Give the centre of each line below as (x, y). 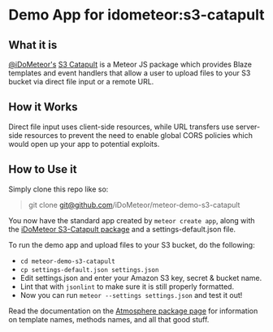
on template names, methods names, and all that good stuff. (109, 319)
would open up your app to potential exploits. (84, 144)
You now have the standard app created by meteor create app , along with (132, 220)
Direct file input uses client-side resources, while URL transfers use (121, 127)
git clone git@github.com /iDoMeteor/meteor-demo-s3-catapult (134, 205)
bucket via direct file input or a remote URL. (81, 82)
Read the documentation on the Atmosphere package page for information (133, 311)
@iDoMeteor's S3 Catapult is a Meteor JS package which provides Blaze (130, 64)
